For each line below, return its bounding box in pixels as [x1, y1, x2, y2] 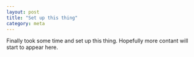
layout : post [6, 9, 40, 15]
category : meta [6, 20, 45, 26]
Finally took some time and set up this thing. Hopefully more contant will [6, 37, 188, 45]
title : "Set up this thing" [6, 15, 78, 21]
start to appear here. [6, 44, 58, 51]
